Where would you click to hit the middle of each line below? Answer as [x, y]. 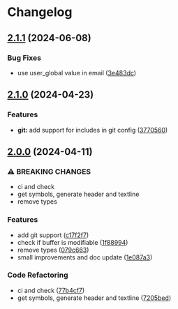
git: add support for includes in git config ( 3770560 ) [92, 130]
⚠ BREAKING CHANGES [49, 172]
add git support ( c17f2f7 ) [53, 235]
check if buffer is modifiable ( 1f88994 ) [73, 242]
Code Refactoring [38, 275]
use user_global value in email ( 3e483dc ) [77, 73]
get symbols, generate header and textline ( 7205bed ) [94, 298]
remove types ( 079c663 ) [53, 250]
